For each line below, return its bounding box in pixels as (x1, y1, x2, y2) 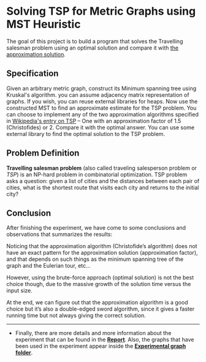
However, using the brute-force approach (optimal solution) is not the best (6, 274, 194, 281)
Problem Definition (6, 148, 80, 159)
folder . (15, 349, 33, 356)
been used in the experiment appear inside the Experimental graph (15, 342, 186, 350)
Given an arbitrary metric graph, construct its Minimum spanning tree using (6, 85, 197, 92)
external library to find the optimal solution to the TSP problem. (6, 130, 166, 137)
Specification (6, 69, 59, 79)
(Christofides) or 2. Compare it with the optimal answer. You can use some (6, 124, 195, 131)
